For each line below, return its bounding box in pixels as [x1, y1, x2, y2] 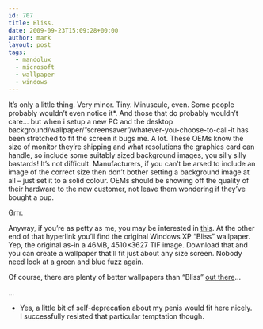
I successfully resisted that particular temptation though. [19, 311, 204, 321]
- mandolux [15, 56, 51, 64]
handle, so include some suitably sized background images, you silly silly [8, 150, 247, 159]
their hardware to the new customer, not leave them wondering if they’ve [8, 184, 246, 193]
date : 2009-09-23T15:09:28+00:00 [8, 26, 119, 34]
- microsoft [15, 63, 55, 71]
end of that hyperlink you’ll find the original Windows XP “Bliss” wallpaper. [8, 231, 251, 241]
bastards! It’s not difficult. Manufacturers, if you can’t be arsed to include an [8, 159, 256, 168]
